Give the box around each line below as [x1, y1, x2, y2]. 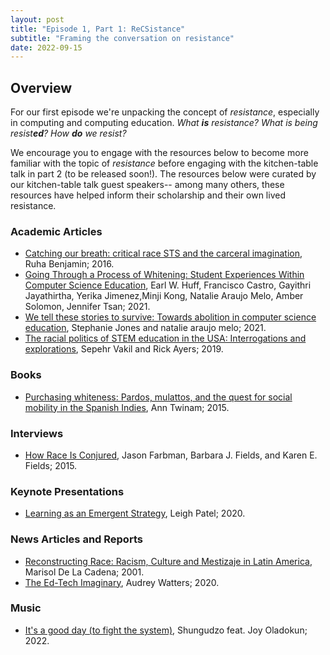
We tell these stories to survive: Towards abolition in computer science [24, 311, 317, 323]
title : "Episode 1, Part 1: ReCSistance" [10, 24, 186, 34]
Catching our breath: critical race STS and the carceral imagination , [24, 247, 303, 260]
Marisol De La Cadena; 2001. [24, 566, 145, 578]
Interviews [10, 426, 64, 440]
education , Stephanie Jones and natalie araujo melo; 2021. [24, 322, 267, 334]
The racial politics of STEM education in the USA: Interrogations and [24, 332, 307, 345]
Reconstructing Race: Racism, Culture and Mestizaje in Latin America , [24, 555, 313, 567]
